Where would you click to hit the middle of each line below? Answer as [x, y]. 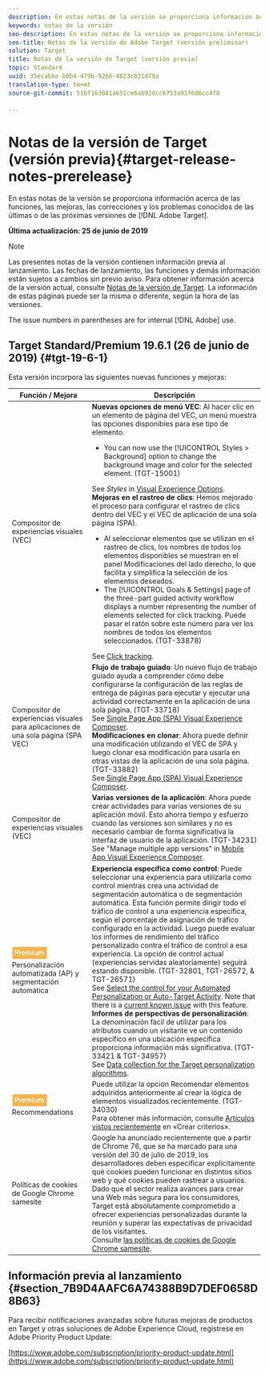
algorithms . [110, 1073]
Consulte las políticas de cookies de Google [164, 1240]
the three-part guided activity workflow [169, 598]
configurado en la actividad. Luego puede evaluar [173, 928]
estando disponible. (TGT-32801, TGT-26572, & [173, 971]
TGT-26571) [114, 979]
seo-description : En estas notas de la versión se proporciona [116, 34]
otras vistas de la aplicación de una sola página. [171, 761]
